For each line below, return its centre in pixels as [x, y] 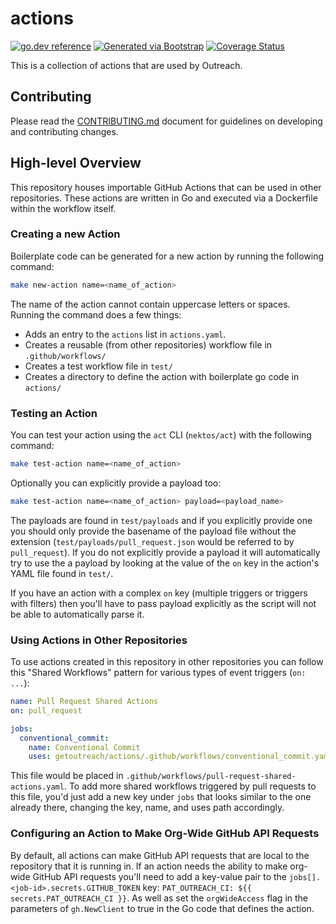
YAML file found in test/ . [62, 573]
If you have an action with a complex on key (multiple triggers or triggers [159, 593]
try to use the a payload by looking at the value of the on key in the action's [165, 563]
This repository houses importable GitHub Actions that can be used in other [166, 187]
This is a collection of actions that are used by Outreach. [126, 65]
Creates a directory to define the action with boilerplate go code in [162, 376]
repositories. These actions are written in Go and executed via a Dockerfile [164, 198]
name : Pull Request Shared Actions [84, 702]
